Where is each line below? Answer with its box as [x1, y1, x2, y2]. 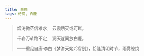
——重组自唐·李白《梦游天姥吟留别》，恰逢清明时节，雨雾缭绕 [16, 45, 140, 51]
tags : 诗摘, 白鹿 [5, 11, 37, 16]
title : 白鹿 [5, 7, 28, 12]
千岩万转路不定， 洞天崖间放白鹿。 [16, 35, 86, 41]
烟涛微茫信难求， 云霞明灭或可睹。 [16, 25, 86, 31]
